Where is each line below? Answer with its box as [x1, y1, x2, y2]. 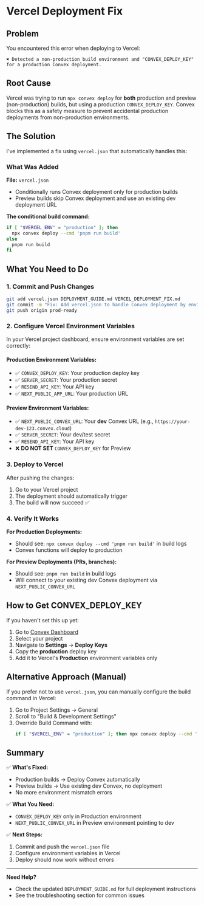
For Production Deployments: [6, 528, 82, 535]
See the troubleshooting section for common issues [15, 892, 144, 899]
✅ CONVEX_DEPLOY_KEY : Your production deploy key [15, 370, 140, 377]
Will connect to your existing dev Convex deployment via [15, 576, 158, 583]
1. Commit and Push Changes [6, 282, 95, 291]
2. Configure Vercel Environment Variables [6, 322, 135, 330]
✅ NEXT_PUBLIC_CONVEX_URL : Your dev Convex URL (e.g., [15, 418, 154, 425]
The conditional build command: [6, 213, 90, 220]
